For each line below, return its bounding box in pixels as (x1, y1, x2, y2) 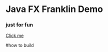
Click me (5, 32, 24, 38)
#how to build (5, 42, 34, 48)
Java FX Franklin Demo (5, 3, 103, 15)
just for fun (5, 21, 33, 28)
